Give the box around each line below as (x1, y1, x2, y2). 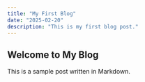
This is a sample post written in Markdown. (7, 67, 131, 76)
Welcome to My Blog (7, 49, 99, 60)
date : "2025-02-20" (7, 17, 64, 24)
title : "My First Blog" (7, 10, 77, 17)
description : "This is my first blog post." (7, 23, 139, 30)
